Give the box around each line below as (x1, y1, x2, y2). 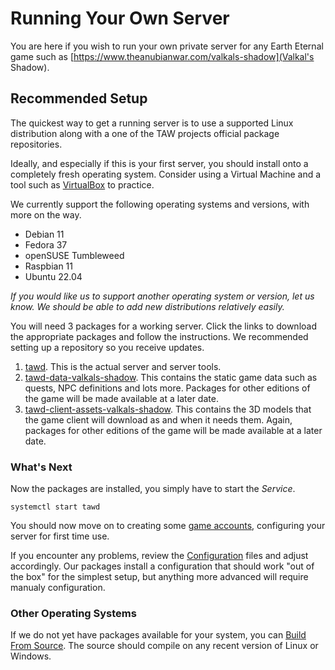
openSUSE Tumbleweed (24, 249, 125, 261)
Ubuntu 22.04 (24, 270, 83, 282)
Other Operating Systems (10, 606, 137, 620)
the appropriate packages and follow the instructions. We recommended (10, 330, 309, 342)
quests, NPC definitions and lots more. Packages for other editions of (24, 382, 311, 394)
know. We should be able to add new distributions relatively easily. (10, 300, 285, 312)
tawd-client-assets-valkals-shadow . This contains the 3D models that (24, 403, 312, 415)
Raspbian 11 (24, 260, 73, 272)
